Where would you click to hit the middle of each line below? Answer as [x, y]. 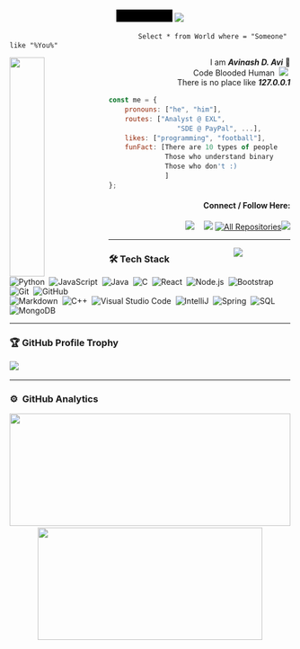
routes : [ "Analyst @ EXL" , [175, 119]
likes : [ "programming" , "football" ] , [195, 138]
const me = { [133, 100]
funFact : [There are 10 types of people [201, 147]
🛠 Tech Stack [139, 259]
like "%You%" [34, 46]
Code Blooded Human [234, 73]
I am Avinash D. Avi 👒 [250, 62]
